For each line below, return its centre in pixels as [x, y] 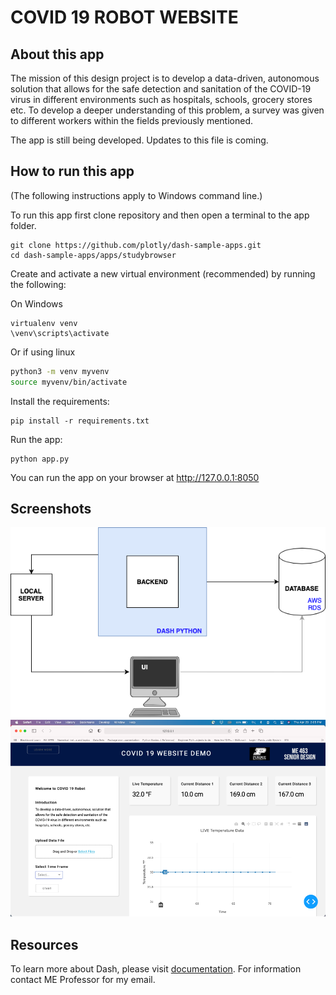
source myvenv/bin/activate [69, 382]
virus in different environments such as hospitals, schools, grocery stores [161, 99]
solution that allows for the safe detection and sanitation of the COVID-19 [161, 89]
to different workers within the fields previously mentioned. [131, 120]
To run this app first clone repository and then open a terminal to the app [160, 215]
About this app [57, 54]
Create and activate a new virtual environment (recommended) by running [163, 273]
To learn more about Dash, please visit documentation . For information [156, 969]
